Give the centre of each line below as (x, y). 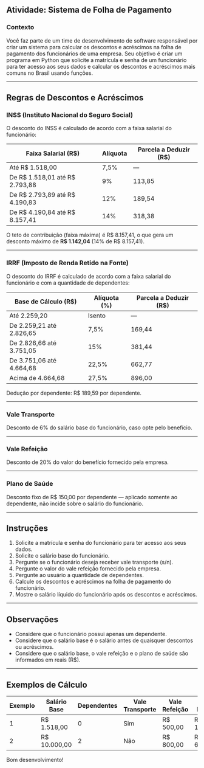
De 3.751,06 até (33, 360)
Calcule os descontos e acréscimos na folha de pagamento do (93, 582)
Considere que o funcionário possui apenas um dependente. (91, 634)
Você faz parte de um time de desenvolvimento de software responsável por (102, 40)
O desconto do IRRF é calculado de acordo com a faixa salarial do (89, 276)
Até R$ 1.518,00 (33, 168)
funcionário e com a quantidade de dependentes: (68, 283)
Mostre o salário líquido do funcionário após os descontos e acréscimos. (106, 595)
